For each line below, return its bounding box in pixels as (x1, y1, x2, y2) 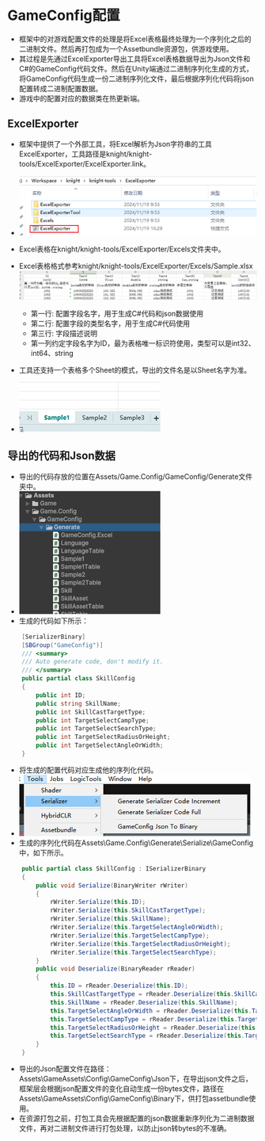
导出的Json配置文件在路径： (18, 1064, 112, 1074)
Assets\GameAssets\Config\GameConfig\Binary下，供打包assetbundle (18, 1094, 249, 1103)
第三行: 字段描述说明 (30, 328, 98, 338)
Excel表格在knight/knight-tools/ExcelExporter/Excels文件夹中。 (18, 244, 225, 254)
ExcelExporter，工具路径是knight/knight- (18, 149, 153, 159)
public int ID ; (36, 691, 86, 699)
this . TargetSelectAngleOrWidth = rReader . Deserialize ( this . (49, 1007, 252, 1015)
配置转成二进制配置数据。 (18, 83, 103, 93)
